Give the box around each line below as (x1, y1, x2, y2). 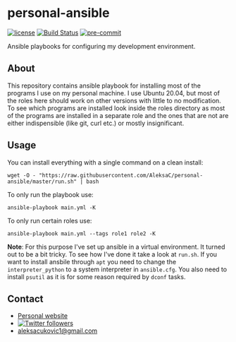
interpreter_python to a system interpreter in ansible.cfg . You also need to (7, 265, 228, 273)
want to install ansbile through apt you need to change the (7, 257, 177, 266)
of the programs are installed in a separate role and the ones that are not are (7, 111, 229, 119)
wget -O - (7, 172, 37, 179)
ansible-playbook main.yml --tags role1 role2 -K (7, 230, 156, 237)
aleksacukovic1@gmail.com (17, 326, 98, 335)
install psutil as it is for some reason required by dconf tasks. (7, 272, 186, 281)
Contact (7, 293, 44, 305)
